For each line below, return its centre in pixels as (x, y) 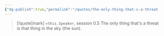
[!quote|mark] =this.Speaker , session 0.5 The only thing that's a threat (88, 23)
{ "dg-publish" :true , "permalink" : (39, 9)
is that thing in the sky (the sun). (49, 28)
